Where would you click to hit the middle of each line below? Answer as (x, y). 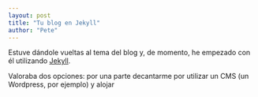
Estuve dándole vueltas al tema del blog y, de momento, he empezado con (129, 53)
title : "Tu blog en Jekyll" (54, 23)
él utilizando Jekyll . (39, 61)
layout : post (30, 15)
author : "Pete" (33, 30)
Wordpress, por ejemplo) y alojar (61, 84)
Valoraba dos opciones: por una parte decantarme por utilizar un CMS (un (129, 76)
